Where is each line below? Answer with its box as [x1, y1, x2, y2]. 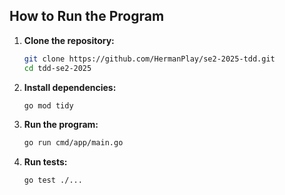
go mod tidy [23, 100, 74, 111]
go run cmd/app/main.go [23, 138, 124, 148]
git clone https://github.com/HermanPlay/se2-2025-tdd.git [23, 54, 276, 64]
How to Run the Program [9, 8, 165, 25]
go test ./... [23, 175, 83, 186]
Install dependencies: [23, 81, 117, 93]
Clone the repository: [23, 34, 115, 46]
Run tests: [23, 156, 68, 168]
